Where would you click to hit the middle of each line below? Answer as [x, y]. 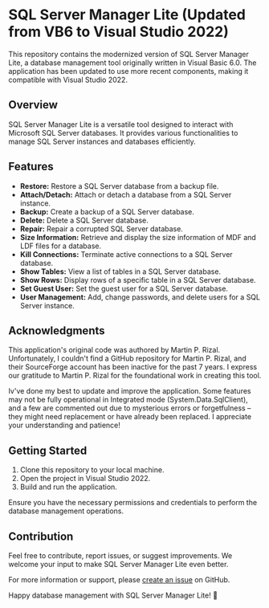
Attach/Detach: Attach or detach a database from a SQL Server [126, 194]
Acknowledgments [57, 331]
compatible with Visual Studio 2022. [68, 80]
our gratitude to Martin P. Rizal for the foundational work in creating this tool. [135, 376]
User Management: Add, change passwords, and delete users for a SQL [140, 297]
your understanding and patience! [64, 425]
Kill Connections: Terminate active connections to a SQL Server [126, 254]
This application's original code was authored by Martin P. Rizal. [114, 350]
